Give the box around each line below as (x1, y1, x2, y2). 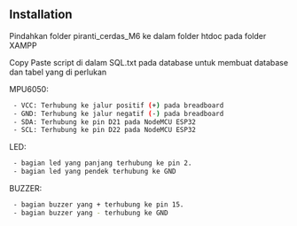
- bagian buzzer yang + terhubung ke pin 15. (12, 200, 184, 209)
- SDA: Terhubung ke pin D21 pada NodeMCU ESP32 (12, 117, 197, 127)
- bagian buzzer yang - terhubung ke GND (12, 208, 168, 217)
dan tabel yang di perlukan (9, 66, 107, 77)
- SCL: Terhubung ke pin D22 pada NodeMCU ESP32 (12, 126, 197, 135)
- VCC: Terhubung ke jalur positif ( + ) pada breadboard (12, 101, 224, 110)
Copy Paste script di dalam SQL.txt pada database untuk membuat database (9, 57, 289, 67)
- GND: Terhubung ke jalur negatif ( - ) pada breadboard (12, 109, 224, 118)
